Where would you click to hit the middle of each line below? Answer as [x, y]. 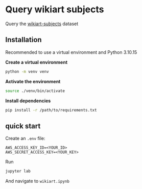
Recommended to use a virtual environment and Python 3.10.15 [71, 52]
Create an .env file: [25, 138]
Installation [23, 40]
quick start [23, 126]
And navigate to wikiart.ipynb [38, 181]
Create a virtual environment [37, 62]
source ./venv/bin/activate [35, 91]
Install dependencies [28, 101]
